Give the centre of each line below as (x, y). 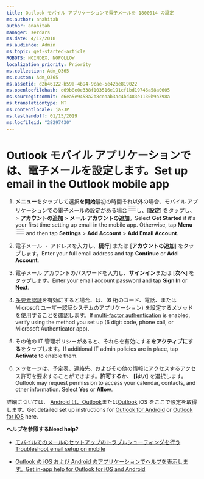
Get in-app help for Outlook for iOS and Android (85, 469)
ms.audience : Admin (31, 45)
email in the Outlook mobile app (88, 184)
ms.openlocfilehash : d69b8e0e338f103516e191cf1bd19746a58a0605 (88, 90)
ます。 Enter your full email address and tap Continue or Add (102, 254)
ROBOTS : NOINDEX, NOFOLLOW (40, 58)
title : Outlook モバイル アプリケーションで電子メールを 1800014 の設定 (90, 13)
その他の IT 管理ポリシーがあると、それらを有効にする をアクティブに (101, 342)
